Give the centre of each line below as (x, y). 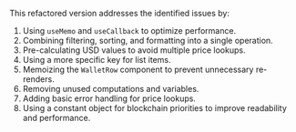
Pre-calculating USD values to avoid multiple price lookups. (134, 50)
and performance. (56, 118)
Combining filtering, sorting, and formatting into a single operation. (148, 41)
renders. (38, 79)
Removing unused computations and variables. (111, 89)
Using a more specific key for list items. (97, 60)
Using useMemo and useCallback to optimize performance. (129, 30)
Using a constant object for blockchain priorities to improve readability (154, 108)
